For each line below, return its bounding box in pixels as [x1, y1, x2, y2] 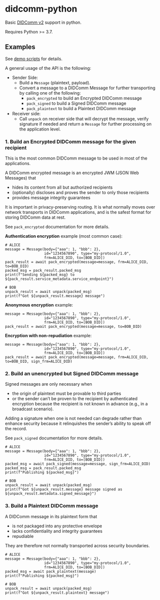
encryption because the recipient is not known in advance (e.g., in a [12, 401, 148, 407]
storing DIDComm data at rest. [5, 214, 66, 220]
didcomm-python [5, 3, 78, 15]
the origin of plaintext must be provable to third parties [12, 390, 121, 396]
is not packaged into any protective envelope [12, 523, 103, 529]
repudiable [12, 533, 34, 539]
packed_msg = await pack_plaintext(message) [5, 569, 96, 574]
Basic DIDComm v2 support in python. [5, 19, 81, 25]
